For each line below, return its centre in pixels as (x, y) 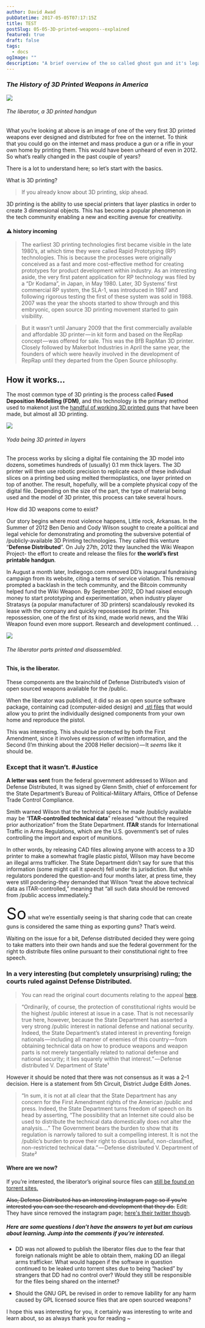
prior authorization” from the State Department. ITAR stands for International (103, 825)
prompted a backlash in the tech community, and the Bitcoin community (97, 585)
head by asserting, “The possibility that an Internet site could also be (108, 1115)
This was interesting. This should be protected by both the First (86, 732)
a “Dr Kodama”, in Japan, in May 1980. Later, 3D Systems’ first (99, 284)
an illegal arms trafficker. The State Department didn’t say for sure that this (100, 863)
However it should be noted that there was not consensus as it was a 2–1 (98, 1077)
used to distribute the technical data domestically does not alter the (106, 1121)
